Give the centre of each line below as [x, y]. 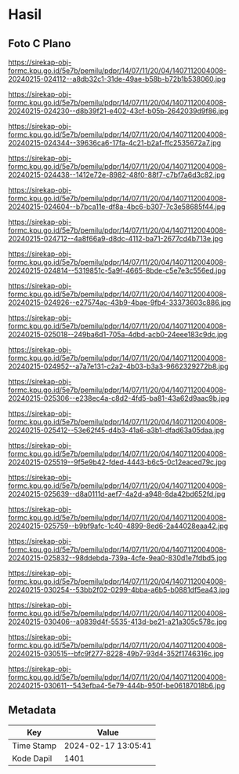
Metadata [32, 710]
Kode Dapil [32, 758]
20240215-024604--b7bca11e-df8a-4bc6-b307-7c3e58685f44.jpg [117, 207]
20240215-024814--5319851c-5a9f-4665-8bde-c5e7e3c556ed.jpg [117, 270]
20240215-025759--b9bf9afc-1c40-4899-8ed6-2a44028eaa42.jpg [118, 526]
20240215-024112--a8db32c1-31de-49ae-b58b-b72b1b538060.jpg [117, 79]
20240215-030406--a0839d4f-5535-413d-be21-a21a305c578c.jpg [118, 622]
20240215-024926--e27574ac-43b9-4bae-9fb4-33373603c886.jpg [119, 303]
